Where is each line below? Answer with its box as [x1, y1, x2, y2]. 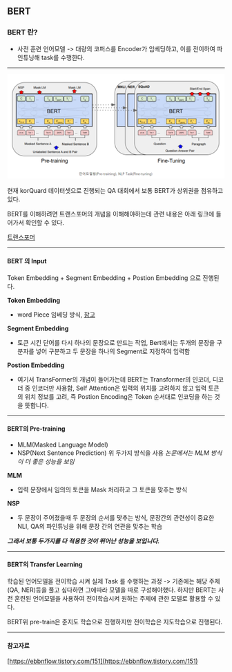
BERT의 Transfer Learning [7, 560, 83, 569]
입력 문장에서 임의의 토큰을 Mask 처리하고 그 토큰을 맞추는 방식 [17, 485, 188, 494]
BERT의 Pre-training [7, 424, 66, 433]
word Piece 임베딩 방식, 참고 [17, 310, 95, 319]
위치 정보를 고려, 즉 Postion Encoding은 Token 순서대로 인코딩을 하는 [24, 392, 213, 400]
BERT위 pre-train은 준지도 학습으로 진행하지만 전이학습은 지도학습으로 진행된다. [7, 617, 223, 626]
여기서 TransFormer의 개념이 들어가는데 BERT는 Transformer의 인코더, [17, 375, 211, 383]
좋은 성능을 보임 [32, 457, 75, 465]
